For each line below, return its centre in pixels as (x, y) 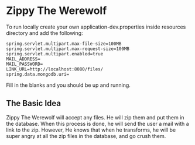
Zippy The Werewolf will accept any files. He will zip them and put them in (95, 117)
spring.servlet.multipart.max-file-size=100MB (64, 44)
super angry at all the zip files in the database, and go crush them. (86, 136)
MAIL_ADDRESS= (23, 59)
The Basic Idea (34, 103)
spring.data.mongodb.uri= (37, 74)
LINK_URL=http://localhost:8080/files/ (55, 69)
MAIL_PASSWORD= (25, 64)
